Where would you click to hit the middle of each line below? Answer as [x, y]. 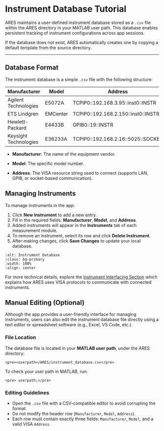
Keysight [18, 136]
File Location [21, 338]
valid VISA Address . [31, 424]
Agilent [16, 100]
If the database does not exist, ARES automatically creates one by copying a [82, 42]
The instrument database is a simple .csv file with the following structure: [79, 79]
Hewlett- [18, 122]
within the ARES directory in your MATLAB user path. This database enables [82, 27]
